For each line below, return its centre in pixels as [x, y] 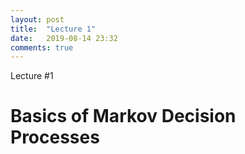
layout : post [37, 19]
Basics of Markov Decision [123, 116]
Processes [55, 137]
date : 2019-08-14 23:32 [64, 38]
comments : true [42, 47]
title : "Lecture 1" [53, 29]
